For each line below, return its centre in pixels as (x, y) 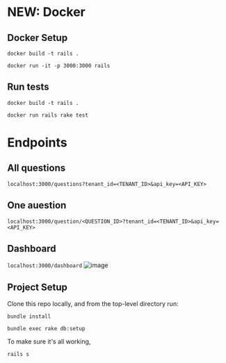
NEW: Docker (46, 12)
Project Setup (38, 287)
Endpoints (37, 142)
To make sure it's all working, (49, 341)
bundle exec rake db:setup (46, 329)
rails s (18, 355)
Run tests (28, 87)
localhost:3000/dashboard (45, 266)
